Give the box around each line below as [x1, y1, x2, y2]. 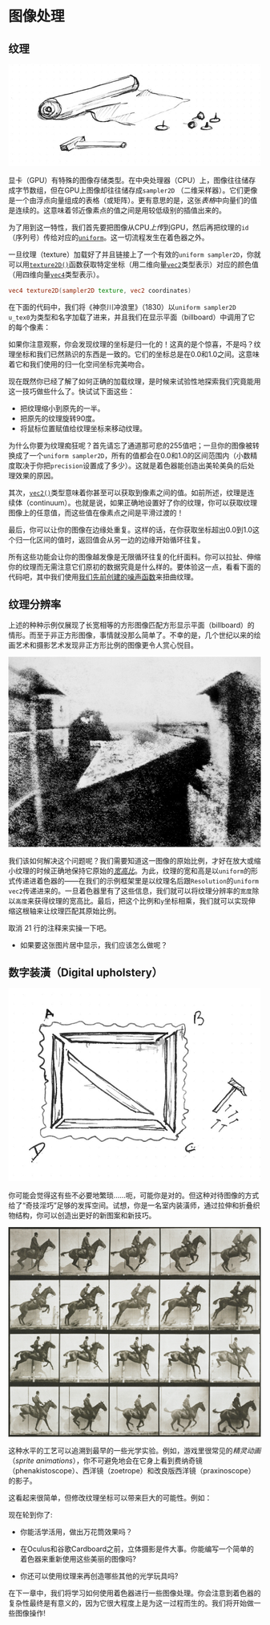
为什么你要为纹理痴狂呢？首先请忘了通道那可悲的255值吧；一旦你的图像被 [8, 441, 253, 450]
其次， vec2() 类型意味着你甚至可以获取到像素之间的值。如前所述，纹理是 [8, 487, 248, 498]
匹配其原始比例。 [63, 906, 121, 916]
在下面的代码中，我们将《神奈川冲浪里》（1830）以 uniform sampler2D [8, 302, 236, 311]
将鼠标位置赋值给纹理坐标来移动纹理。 [19, 423, 147, 433]
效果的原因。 [14, 470, 58, 480]
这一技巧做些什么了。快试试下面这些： [8, 386, 135, 396]
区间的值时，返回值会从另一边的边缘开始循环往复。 [35, 534, 205, 544]
